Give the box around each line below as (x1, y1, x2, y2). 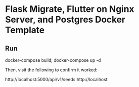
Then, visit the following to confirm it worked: (5, 67, 97, 73)
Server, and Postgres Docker (5, 14, 126, 25)
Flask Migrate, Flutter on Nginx (5, 3, 135, 15)
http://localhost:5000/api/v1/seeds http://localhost (5, 77, 108, 82)
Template (5, 25, 45, 36)
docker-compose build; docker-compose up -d (5, 57, 101, 63)
